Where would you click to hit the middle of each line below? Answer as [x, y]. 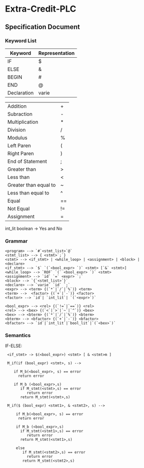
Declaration [21, 93]
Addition [17, 106]
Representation [57, 53]
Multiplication [23, 122]
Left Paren [19, 145]
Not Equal [19, 209]
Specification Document [42, 27]
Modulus [17, 138]
